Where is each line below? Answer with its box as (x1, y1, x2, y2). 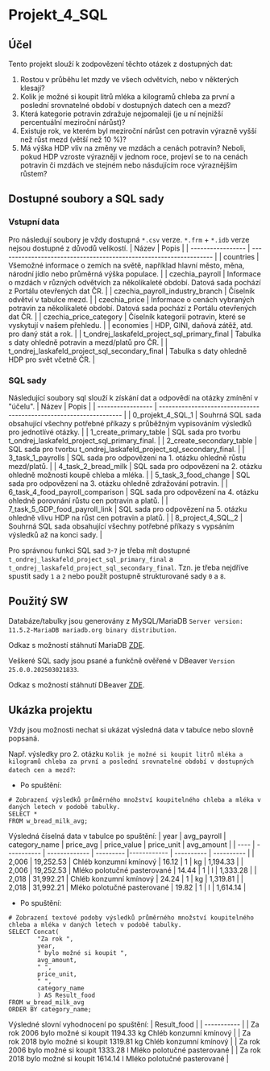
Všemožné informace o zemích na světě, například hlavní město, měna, (8, 260, 245, 270)
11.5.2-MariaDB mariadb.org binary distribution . (8, 625, 177, 634)
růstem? (19, 169, 48, 178)
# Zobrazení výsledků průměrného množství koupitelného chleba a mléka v (8, 795, 262, 803)
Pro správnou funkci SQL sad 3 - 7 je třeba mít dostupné (8, 546, 191, 555)
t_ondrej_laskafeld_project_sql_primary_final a (8, 554, 173, 563)
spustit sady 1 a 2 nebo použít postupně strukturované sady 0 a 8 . (8, 571, 226, 581)
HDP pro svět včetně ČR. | (8, 355, 95, 364)
